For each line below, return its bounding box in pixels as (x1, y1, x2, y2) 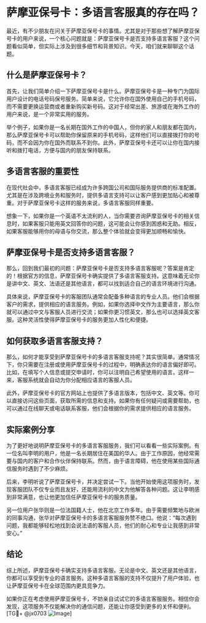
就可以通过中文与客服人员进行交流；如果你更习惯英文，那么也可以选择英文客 (6, 308, 200, 316)
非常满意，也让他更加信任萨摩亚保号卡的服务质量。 (11, 493, 141, 501)
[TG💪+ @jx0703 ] (6, 609, 72, 617)
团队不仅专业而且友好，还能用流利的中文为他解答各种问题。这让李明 (22, 486, 194, 493)
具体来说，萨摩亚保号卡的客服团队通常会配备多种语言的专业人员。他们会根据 (6, 293, 200, 300)
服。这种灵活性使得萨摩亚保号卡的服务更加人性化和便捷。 (6, 316, 151, 323)
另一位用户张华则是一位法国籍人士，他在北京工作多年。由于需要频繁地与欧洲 (6, 506, 200, 514)
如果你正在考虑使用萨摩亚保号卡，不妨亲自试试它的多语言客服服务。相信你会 (6, 595, 200, 602)
